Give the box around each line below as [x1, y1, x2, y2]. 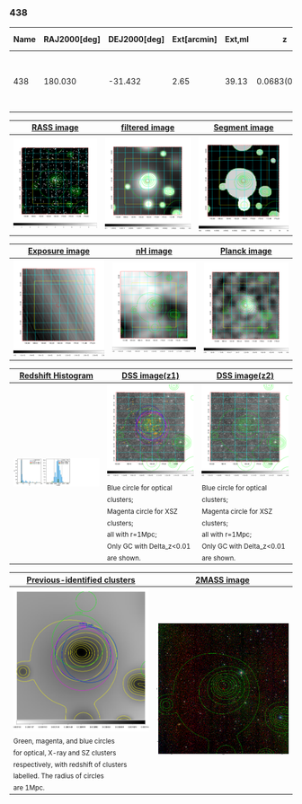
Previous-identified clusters [26, 574, 136, 585]
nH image [135, 245, 173, 257]
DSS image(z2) [216, 370, 274, 381]
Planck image [219, 245, 272, 257]
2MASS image [195, 574, 250, 585]
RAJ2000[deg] [43, 34, 101, 45]
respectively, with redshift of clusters [13, 760, 128, 769]
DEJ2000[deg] [107, 34, 164, 45]
